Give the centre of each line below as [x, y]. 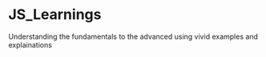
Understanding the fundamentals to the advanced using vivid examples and [133, 36]
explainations [30, 44]
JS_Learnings [55, 15]
